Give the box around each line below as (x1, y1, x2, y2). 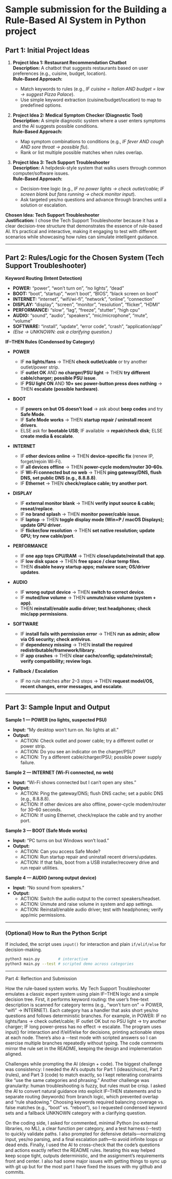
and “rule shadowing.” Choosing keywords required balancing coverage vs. (5, 1099, 165, 1105)
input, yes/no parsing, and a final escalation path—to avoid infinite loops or (5, 1136, 164, 1142)
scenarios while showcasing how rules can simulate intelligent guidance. (5, 234, 159, 240)
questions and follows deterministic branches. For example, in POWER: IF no (5, 1013, 167, 1019)
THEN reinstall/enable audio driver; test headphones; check (20, 605, 151, 612)
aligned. (5, 1051, 23, 1057)
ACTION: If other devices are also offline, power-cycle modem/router (20, 801, 166, 807)
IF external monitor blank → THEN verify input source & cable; (20, 500, 155, 506)
